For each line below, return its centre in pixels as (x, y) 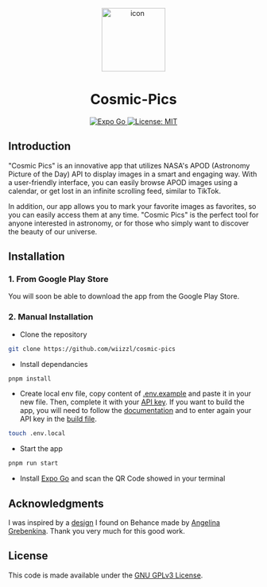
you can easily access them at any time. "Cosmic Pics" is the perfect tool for (133, 214)
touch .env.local (37, 434)
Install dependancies (54, 364)
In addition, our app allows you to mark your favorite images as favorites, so (132, 206)
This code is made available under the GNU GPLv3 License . (106, 575)
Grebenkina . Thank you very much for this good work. (97, 531)
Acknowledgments (56, 503)
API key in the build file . (58, 419)
